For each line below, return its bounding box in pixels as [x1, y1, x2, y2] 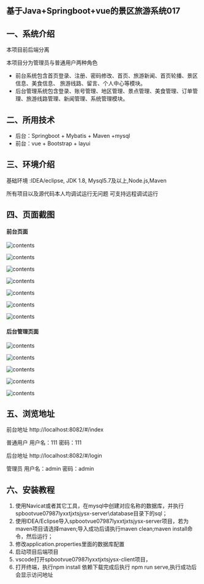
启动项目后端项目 [15, 548, 59, 556]
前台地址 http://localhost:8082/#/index [6, 426, 104, 433]
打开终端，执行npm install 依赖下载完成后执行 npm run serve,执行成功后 [15, 563, 197, 571]
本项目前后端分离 [6, 46, 50, 53]
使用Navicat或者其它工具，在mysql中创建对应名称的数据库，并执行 [15, 502, 184, 510]
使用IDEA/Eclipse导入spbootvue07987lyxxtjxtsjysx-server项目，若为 [15, 517, 189, 525]
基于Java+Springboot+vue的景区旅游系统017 [6, 6, 181, 17]
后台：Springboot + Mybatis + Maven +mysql [15, 132, 130, 140]
